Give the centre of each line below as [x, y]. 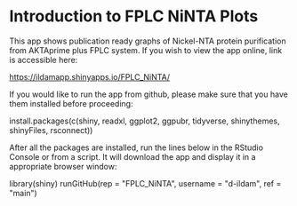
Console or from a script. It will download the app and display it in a [132, 156]
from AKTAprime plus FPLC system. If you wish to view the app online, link [146, 50]
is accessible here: [44, 59]
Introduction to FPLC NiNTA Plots [134, 16]
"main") [23, 193]
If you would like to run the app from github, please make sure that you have [149, 94]
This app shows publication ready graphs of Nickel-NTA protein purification [148, 41]
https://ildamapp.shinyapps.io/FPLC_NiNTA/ [90, 76]
